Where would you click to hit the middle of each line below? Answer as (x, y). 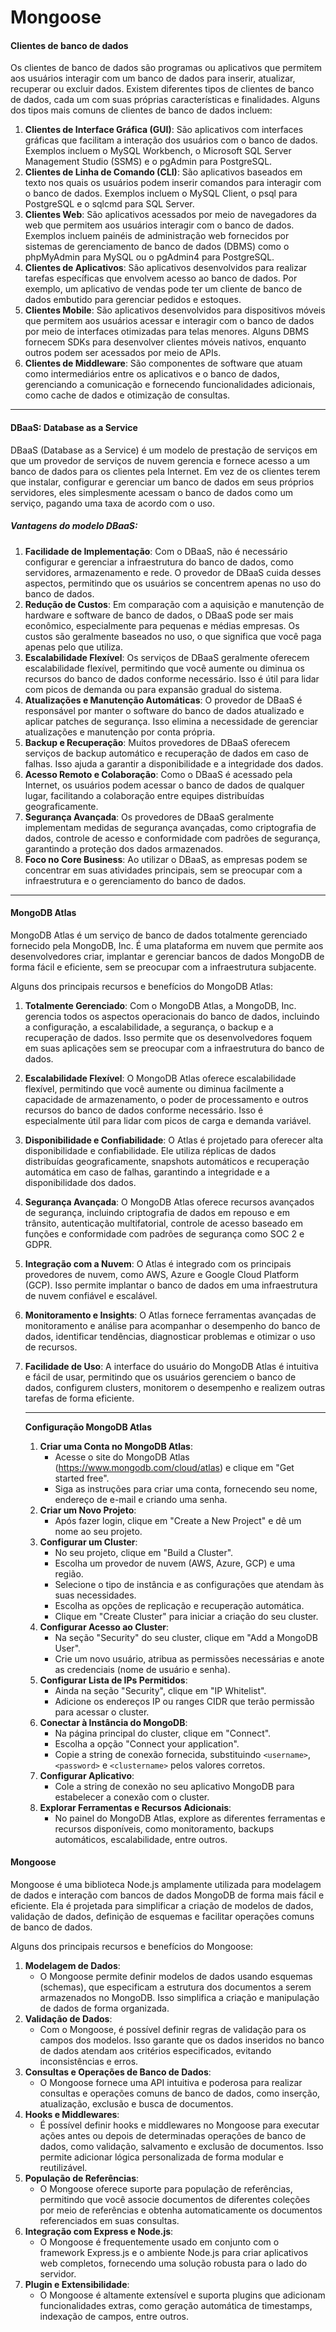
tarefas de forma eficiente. (79, 1398)
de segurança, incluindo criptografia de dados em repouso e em (157, 1212)
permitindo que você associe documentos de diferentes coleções (175, 2199)
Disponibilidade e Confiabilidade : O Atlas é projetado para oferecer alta (174, 1140)
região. (69, 1573)
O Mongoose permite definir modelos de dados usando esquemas (176, 1976)
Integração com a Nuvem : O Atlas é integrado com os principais (158, 1263)
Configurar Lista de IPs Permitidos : (113, 1680)
